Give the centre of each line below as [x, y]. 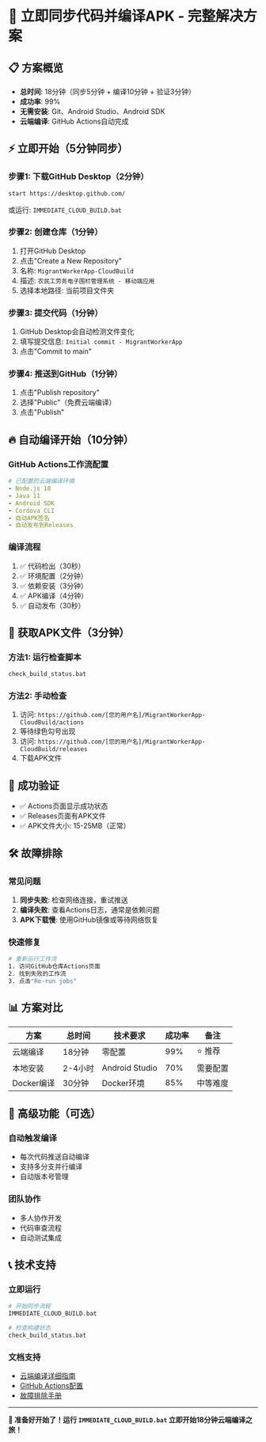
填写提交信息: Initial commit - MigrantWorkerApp [101, 342]
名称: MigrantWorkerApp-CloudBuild [77, 271]
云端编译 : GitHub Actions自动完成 [74, 121]
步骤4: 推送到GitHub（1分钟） [65, 374]
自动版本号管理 [44, 1177]
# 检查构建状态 [30, 1328]
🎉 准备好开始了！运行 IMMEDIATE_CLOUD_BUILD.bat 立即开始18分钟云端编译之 [131, 1420]
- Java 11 [25, 495]
